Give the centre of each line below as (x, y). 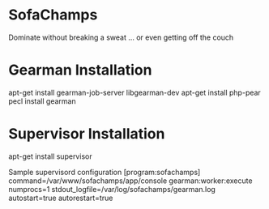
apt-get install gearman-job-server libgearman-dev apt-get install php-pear (134, 92)
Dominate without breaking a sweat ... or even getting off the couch (121, 37)
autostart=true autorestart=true (61, 198)
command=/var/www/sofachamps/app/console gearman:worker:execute (130, 181)
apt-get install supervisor (50, 156)
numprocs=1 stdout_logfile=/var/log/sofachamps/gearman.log (112, 189)
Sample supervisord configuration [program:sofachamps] (105, 172)
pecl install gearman (42, 101)
